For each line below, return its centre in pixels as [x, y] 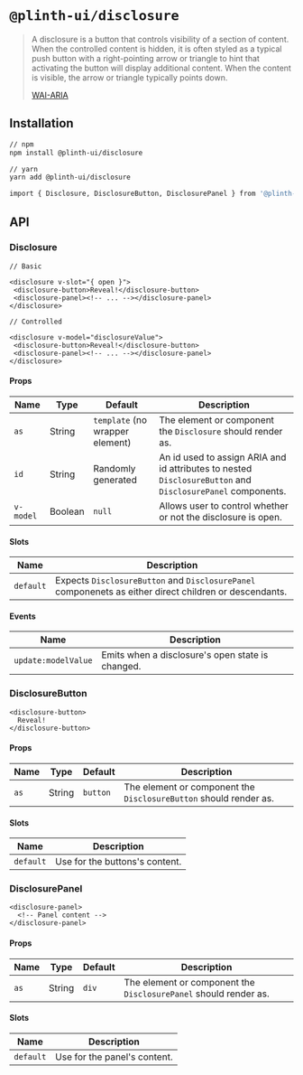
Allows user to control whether [224, 506]
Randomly [115, 469]
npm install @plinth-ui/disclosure [76, 153]
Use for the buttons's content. [119, 862]
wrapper [111, 432]
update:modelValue [53, 661]
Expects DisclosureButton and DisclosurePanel [156, 581]
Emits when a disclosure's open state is [185, 655]
